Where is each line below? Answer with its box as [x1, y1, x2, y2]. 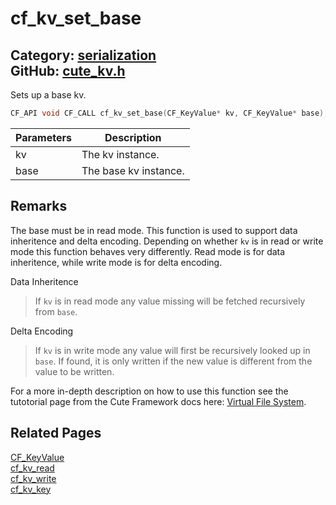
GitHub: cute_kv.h [10, 62, 126, 79]
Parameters [15, 130, 72, 144]
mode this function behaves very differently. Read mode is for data [10, 245, 286, 257]
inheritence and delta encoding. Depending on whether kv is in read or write [10, 235, 324, 247]
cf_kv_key [10, 483, 52, 495]
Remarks [10, 198, 68, 215]
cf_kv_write [10, 472, 57, 484]
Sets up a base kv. [10, 89, 87, 101]
